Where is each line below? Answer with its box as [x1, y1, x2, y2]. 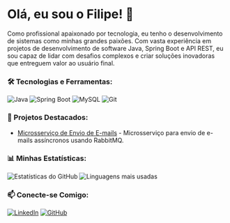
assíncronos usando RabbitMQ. [34, 136, 124, 144]
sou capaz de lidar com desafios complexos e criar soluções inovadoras [7, 52, 215, 60]
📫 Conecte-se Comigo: [7, 190, 89, 199]
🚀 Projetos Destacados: [7, 113, 89, 123]
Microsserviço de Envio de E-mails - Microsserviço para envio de [17, 128, 206, 137]
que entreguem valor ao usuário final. [7, 59, 115, 67]
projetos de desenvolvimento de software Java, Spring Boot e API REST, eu [7, 44, 224, 52]
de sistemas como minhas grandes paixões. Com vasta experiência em [7, 36, 211, 45]
